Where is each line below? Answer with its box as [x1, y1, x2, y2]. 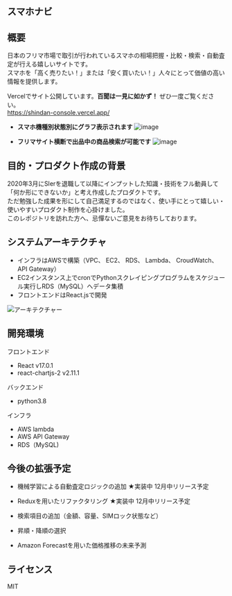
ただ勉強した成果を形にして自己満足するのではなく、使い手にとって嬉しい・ [7, 197, 225, 205]
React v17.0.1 [17, 361, 53, 369]
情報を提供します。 [7, 78, 62, 86]
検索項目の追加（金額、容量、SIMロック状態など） [17, 511, 163, 520]
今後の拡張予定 [7, 463, 71, 475]
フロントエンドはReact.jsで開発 [17, 290, 107, 299]
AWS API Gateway [17, 432, 70, 441]
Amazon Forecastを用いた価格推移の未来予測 [17, 541, 147, 550]
